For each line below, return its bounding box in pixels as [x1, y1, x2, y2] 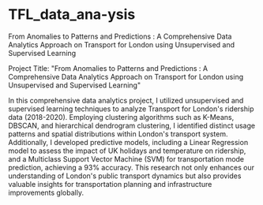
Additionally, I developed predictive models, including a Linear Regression [8, 137, 249, 147]
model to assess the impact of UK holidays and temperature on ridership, [8, 146, 246, 155]
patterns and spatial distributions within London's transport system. [8, 129, 228, 139]
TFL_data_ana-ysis [8, 6, 136, 24]
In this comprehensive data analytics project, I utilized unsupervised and [8, 95, 244, 105]
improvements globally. [8, 188, 85, 197]
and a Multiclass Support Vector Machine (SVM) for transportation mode [8, 154, 245, 163]
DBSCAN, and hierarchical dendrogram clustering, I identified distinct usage [8, 121, 255, 130]
